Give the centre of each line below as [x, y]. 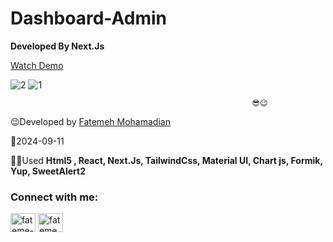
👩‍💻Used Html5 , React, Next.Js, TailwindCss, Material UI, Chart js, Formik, [166, 160]
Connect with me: [54, 197]
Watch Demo [37, 65]
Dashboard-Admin [88, 18]
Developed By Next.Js [57, 46]
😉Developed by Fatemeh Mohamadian [90, 121]
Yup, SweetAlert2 [48, 171]
